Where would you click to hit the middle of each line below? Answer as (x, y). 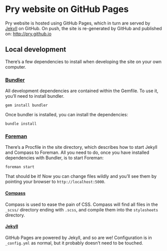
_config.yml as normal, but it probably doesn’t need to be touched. (74, 243)
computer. (16, 67)
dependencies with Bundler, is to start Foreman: (54, 158)
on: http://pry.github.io (28, 34)
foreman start (20, 167)
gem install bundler (27, 105)
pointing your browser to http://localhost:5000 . (55, 182)
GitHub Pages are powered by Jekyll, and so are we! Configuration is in (79, 237)
